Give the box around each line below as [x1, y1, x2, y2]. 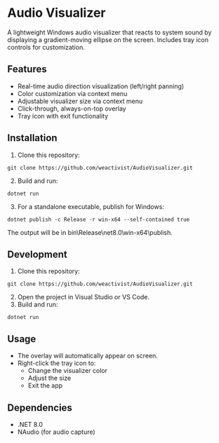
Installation [7, 132, 58, 144]
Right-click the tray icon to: [17, 359, 96, 367]
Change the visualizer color [27, 367, 107, 375]
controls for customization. [7, 43, 86, 51]
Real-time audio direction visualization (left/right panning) [17, 82, 185, 90]
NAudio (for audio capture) [17, 428, 96, 436]
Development [7, 248, 68, 260]
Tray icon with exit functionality [17, 111, 109, 120]
